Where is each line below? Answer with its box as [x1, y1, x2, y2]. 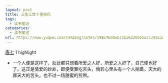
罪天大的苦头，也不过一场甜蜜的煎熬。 [12, 72, 91, 78]
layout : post [5, 7, 32, 12]
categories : [5, 26, 30, 31]
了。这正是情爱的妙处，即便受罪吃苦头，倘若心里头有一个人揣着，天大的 [12, 66, 161, 72]
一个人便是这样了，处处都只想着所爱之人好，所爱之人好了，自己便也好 [12, 60, 157, 66]
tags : [5, 16, 16, 21]
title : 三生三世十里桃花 [5, 12, 51, 17]
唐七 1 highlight [5, 49, 36, 55]
